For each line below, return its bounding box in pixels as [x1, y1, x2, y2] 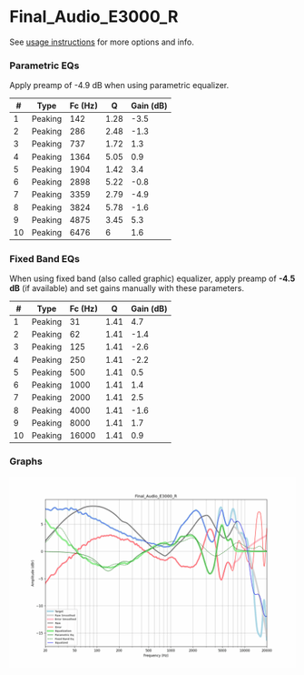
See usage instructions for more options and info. [9, 36, 195, 47]
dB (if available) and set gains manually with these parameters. [9, 283, 245, 294]
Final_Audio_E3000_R [9, 6, 179, 27]
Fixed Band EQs [9, 252, 80, 265]
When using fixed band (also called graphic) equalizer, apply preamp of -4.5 [9, 273, 296, 284]
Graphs [9, 455, 43, 468]
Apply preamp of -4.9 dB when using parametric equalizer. [9, 80, 230, 91]
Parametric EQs [9, 59, 80, 72]
